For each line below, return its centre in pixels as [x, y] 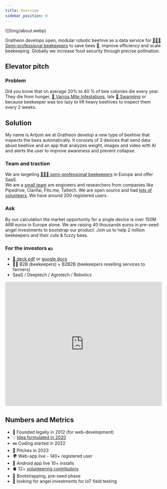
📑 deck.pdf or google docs [40, 259]
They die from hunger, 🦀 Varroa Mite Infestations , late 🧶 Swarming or [76, 97]
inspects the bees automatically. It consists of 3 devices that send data [78, 140]
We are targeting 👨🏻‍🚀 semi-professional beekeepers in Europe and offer [79, 175]
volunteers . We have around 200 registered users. [57, 196]
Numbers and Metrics [40, 420]
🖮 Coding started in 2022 [39, 443]
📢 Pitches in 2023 [30, 450]
